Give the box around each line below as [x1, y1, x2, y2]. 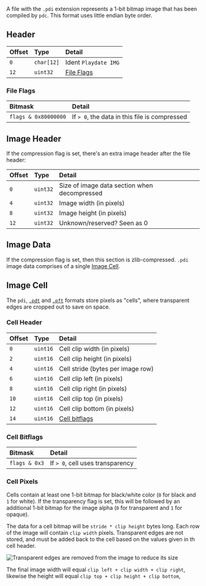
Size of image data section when [59, 181, 153, 190]
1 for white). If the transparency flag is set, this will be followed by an [6, 498, 180, 505]
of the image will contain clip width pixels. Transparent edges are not [6, 529, 184, 536]
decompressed [59, 188, 103, 197]
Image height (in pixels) [59, 209, 127, 217]
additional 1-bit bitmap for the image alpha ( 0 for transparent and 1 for [6, 504, 183, 512]
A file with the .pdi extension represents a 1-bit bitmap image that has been [6, 6, 197, 12]
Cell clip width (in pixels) [59, 344, 130, 353]
